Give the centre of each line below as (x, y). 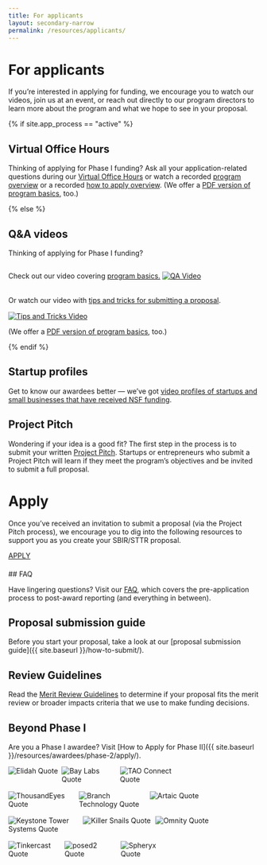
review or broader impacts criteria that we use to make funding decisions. (129, 703)
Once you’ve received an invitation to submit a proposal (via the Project (125, 523)
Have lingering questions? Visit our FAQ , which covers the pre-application (129, 589)
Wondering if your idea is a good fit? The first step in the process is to (122, 444)
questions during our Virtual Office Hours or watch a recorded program (125, 176)
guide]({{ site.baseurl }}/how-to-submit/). (76, 650)
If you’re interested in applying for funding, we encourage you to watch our (131, 91)
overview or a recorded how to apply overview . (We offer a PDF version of (130, 185)
